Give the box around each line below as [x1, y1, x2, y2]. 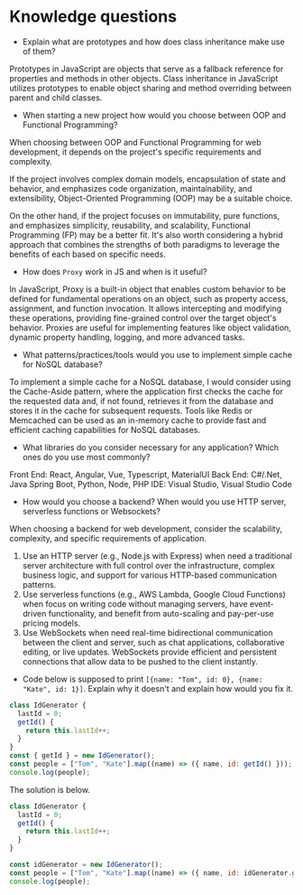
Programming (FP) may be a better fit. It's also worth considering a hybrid [9, 229, 284, 240]
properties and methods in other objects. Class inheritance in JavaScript [9, 72, 279, 83]
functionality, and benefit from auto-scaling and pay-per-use [48, 608, 274, 618]
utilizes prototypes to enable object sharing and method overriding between [9, 82, 292, 93]
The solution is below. [9, 784, 90, 795]
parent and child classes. [9, 92, 103, 103]
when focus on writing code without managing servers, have [22, 598, 248, 609]
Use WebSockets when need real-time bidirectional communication [22, 626, 273, 638]
